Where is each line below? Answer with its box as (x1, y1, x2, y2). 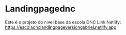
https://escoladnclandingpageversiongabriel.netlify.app (5, 24, 117, 30)
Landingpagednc (5, 3, 76, 14)
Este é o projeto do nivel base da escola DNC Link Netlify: (5, 19, 121, 25)
